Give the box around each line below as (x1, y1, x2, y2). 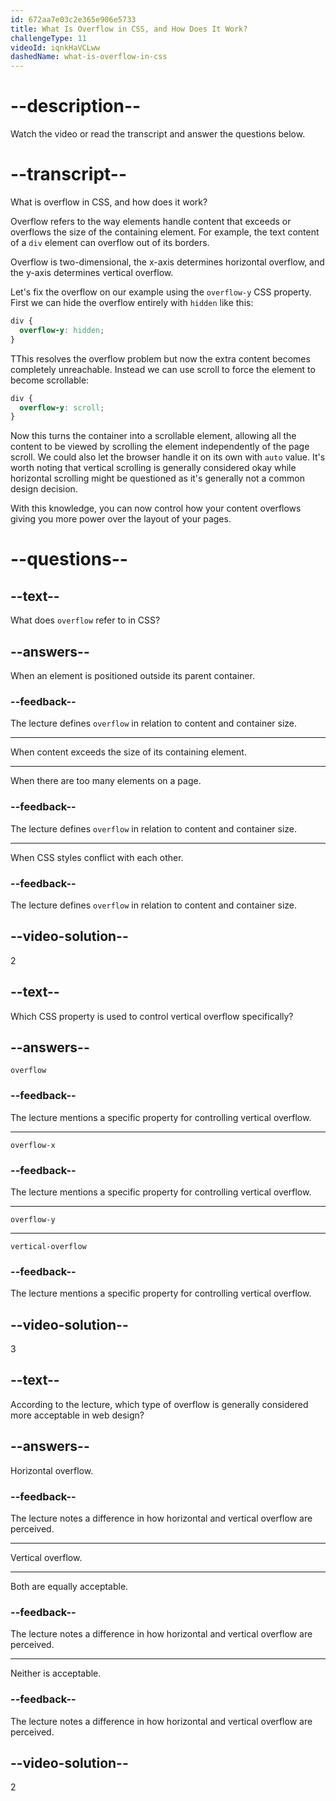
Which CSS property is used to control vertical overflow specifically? (10, 1010, 294, 1022)
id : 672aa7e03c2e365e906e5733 (10, 14, 137, 25)
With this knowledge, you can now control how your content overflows (10, 502, 302, 515)
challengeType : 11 (10, 33, 87, 43)
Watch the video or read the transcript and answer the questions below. (10, 128, 306, 140)
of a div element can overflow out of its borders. (10, 237, 210, 248)
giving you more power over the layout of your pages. (10, 513, 232, 525)
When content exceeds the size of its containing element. (10, 746, 247, 758)
